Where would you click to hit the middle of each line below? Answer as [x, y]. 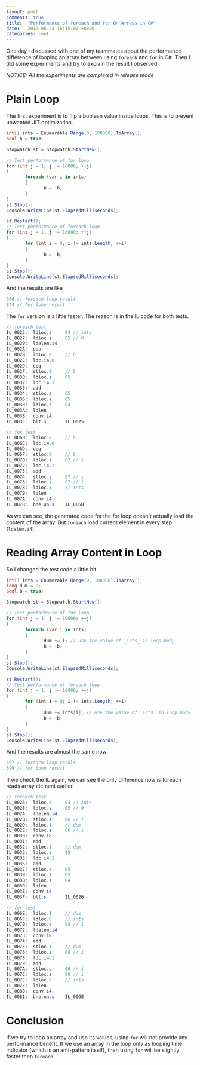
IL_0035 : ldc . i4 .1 [30, 858]
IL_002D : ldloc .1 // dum [44, 825]
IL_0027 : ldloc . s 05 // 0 [45, 338]
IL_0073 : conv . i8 [29, 936]
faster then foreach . [30, 1056]
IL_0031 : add [24, 841]
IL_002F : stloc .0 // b [41, 371]
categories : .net [28, 34]
